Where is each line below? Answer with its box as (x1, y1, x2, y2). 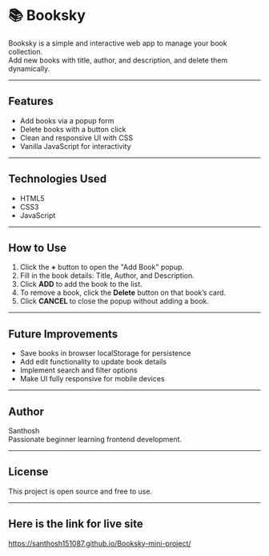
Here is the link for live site (8, 518, 143, 531)
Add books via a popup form (19, 115, 114, 125)
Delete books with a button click (19, 124, 126, 134)
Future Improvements (8, 327, 118, 340)
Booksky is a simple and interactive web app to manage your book (8, 38, 227, 48)
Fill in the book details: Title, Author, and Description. (19, 271, 195, 280)
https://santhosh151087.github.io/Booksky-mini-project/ (8, 538, 191, 548)
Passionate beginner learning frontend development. (8, 434, 183, 444)
